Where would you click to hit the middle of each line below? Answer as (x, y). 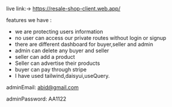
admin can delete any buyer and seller (62, 51)
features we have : (29, 20)
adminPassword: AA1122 (36, 99)
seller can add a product (45, 57)
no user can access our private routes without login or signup (90, 38)
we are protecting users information (59, 32)
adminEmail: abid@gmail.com (42, 87)
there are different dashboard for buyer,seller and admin (84, 44)
